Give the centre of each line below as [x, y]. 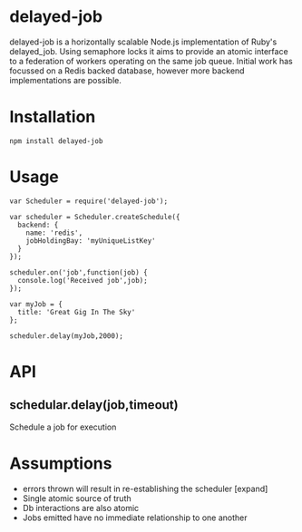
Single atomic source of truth [77, 498]
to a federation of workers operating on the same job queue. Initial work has [151, 61]
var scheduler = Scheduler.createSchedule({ [95, 217]
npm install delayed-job [56, 141]
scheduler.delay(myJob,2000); [67, 336]
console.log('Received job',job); [83, 280]
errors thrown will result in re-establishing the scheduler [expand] [145, 488]
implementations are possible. [66, 80]
